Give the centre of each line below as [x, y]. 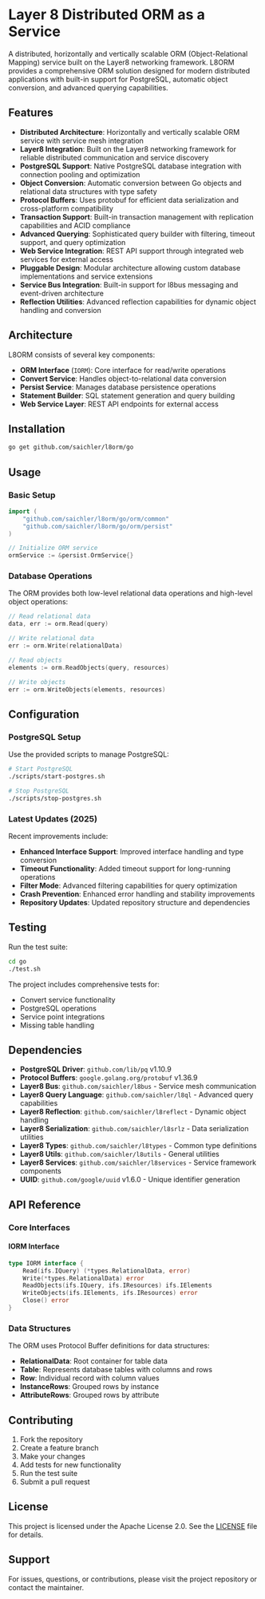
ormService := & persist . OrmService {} [71, 556]
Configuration [44, 714]
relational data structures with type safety [88, 191]
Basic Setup [32, 495]
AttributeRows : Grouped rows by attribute [89, 1395]
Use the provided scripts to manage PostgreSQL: [89, 754]
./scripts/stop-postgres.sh [55, 798]
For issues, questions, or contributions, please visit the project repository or [133, 1579]
